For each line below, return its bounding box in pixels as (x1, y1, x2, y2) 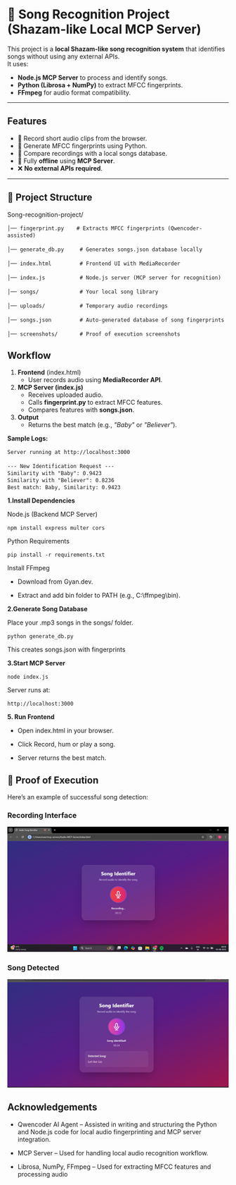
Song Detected (7, 962, 60, 972)
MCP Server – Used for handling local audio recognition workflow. (17, 1148, 209, 1157)
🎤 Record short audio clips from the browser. (17, 134, 147, 142)
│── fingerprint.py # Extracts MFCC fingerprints (7, 225, 165, 232)
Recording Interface (7, 811, 77, 821)
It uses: (7, 59, 29, 68)
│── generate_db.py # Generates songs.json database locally (7, 246, 202, 253)
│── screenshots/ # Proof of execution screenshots (7, 331, 181, 338)
